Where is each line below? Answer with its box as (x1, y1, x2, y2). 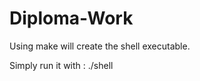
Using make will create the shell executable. (9, 40, 191, 52)
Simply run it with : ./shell (9, 59, 114, 71)
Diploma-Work (9, 7, 134, 30)
